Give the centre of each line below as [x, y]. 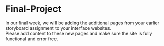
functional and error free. [32, 39]
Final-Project [33, 9]
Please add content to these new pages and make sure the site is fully [79, 33]
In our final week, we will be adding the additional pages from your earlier [82, 23]
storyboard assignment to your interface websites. [58, 28]
